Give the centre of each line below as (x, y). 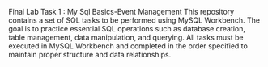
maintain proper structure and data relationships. (90, 54)
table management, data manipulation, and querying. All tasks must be (126, 37)
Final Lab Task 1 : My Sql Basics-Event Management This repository (121, 12)
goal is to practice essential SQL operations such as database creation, (127, 29)
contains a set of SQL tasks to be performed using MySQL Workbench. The (134, 20)
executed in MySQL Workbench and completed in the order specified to (128, 46)
